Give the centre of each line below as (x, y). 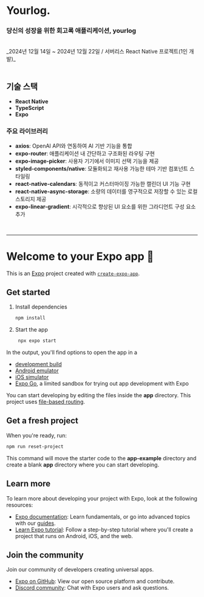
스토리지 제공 (31, 199)
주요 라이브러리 (27, 131)
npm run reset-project (35, 446)
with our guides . (35, 523)
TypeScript (29, 108)
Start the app (32, 330)
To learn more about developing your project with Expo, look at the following (102, 498)
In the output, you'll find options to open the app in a (72, 352)
